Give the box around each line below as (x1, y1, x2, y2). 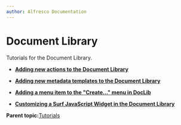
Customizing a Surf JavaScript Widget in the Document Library (14, 100, 175, 107)
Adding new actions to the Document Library (14, 65, 128, 73)
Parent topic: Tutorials (6, 111, 60, 119)
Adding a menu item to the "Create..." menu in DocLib (14, 89, 151, 96)
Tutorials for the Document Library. (6, 54, 93, 61)
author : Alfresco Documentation (6, 8, 87, 15)
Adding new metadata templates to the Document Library (14, 77, 161, 84)
